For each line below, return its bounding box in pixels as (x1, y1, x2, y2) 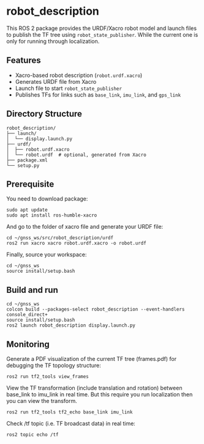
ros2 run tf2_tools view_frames (6, 374, 89, 380)
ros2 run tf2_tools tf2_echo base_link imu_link (6, 409, 133, 415)
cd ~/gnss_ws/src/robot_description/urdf (6, 235, 114, 241)
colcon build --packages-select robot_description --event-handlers (6, 306, 185, 313)
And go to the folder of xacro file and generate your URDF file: (6, 223, 164, 231)
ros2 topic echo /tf (6, 432, 59, 438)
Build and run (6, 284, 58, 295)
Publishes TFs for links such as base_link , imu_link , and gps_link (15, 91, 181, 98)
